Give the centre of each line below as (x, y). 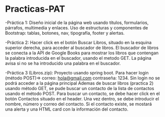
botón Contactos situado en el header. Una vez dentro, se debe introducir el (82, 98)
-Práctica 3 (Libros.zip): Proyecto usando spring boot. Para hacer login (77, 72)
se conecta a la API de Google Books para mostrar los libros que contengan (82, 53)
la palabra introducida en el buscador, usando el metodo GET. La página (78, 58)
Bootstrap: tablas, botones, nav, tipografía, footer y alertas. (65, 33)
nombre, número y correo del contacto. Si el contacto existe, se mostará (79, 104)
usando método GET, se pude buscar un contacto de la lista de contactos (80, 88)
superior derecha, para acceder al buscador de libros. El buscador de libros (82, 47)
